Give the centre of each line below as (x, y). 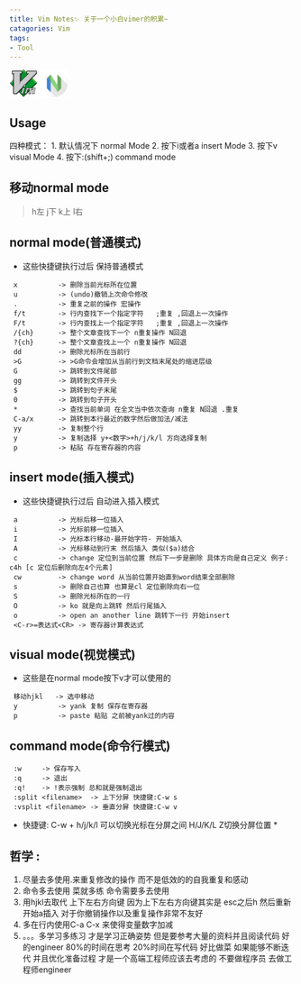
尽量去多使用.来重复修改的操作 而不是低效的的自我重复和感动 (135, 879)
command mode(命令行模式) (90, 746)
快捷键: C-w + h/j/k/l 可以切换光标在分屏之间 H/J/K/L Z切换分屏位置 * (150, 825)
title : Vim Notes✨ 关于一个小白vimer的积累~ (89, 19)
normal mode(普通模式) (76, 243)
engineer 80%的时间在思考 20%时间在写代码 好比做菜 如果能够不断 (156, 947)
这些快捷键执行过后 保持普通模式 (83, 266)
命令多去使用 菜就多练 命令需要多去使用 (96, 890)
